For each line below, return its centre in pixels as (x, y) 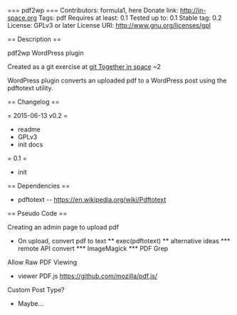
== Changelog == (33, 102)
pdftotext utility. (30, 88)
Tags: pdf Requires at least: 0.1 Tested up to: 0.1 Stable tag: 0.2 (130, 18)
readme (29, 129)
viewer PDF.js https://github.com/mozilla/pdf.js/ (88, 276)
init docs (30, 144)
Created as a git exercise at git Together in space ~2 (84, 66)
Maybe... (31, 304)
